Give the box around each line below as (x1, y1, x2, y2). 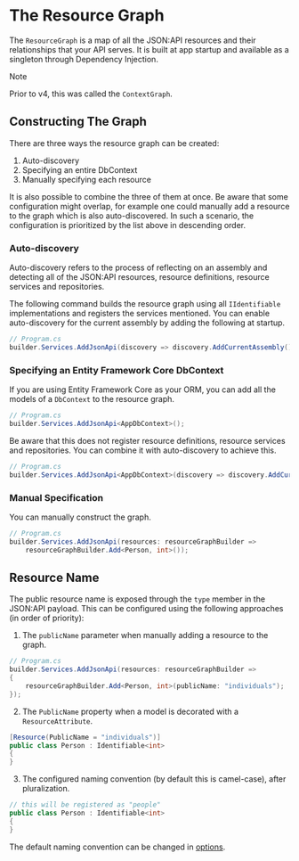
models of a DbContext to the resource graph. (9, 394, 175, 405)
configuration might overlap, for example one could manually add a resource (9, 201, 290, 211)
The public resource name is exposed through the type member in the (9, 594, 265, 604)
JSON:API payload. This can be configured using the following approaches (9, 603, 284, 614)
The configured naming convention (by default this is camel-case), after (21, 774, 287, 784)
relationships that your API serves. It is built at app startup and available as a (9, 44, 289, 54)
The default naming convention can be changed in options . (9, 841, 226, 852)
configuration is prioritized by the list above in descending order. (9, 219, 246, 230)
